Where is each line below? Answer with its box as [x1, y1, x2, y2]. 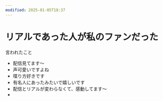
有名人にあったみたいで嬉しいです [12, 79, 85, 85]
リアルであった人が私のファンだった [5, 31, 158, 43]
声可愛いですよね [12, 66, 49, 72]
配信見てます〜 [12, 60, 45, 66]
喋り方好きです [12, 73, 45, 79]
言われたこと [5, 49, 32, 55]
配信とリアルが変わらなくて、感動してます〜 [12, 86, 107, 92]
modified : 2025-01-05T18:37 [5, 7, 66, 13]
